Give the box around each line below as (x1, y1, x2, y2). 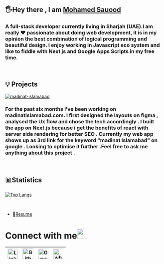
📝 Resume (12, 211, 32, 217)
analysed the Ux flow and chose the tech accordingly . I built (5, 118, 155, 125)
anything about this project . (5, 149, 75, 156)
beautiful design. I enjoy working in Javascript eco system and (5, 42, 160, 49)
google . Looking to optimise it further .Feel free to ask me (5, 143, 148, 150)
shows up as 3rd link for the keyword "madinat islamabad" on (5, 137, 158, 144)
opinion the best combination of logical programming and (5, 35, 147, 42)
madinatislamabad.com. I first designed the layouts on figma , (5, 112, 159, 119)
